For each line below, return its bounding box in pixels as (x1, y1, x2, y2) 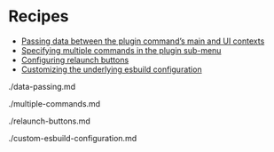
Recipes (8, 6, 69, 27)
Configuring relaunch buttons (20, 54, 129, 65)
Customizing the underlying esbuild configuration (20, 64, 202, 75)
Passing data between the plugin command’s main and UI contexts (20, 36, 265, 46)
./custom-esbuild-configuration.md (8, 132, 137, 143)
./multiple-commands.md (8, 98, 101, 108)
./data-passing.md (8, 81, 76, 92)
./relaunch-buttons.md (8, 116, 90, 126)
